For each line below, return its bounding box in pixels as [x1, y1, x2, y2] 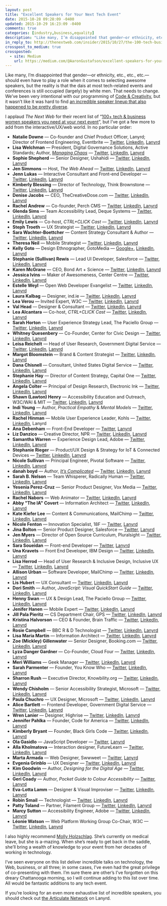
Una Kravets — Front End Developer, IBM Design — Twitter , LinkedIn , [12, 548, 155, 554]
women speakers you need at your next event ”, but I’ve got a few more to [5, 119, 156, 125]
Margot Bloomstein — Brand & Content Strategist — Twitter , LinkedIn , [12, 352, 156, 358]
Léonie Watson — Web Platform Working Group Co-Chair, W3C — [12, 819, 149, 825]
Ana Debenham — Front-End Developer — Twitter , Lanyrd [12, 426, 132, 432]
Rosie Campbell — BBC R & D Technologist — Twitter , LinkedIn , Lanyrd [12, 627, 159, 633]
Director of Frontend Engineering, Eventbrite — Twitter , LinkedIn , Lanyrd [12, 139, 161, 145]
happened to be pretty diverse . [5, 104, 69, 110]
